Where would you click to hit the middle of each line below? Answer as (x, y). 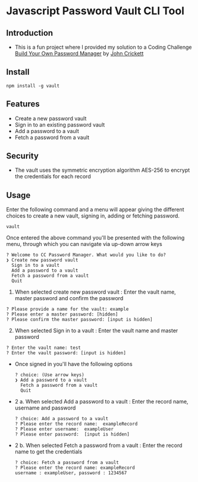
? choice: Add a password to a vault (62, 419)
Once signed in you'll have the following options (73, 364)
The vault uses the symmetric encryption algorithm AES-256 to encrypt (102, 170)
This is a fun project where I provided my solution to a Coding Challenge (103, 47)
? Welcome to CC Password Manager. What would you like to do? (86, 255)
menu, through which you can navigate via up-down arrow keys (84, 244)
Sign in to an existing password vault (60, 125)
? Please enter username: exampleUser (64, 429)
